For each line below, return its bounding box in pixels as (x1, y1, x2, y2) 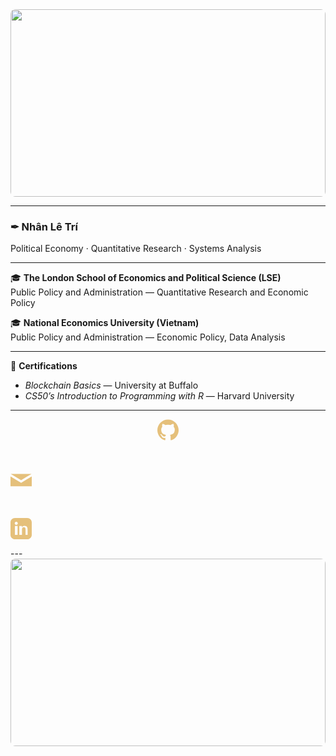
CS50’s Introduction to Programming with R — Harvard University (24, 390, 295, 402)
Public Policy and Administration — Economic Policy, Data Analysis (10, 331, 286, 343)
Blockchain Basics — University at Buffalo (24, 379, 199, 392)
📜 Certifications (10, 360, 78, 372)
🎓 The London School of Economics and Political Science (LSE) (10, 272, 282, 284)
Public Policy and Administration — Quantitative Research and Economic (10, 286, 309, 298)
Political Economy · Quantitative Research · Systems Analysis (10, 243, 262, 255)
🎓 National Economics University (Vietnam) (10, 317, 200, 329)
